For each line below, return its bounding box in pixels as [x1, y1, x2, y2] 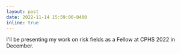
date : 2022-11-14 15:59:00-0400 [6, 14, 87, 20]
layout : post [6, 8, 39, 15]
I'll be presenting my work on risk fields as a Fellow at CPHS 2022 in [6, 36, 176, 43]
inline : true [6, 20, 39, 26]
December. [6, 42, 34, 49]
